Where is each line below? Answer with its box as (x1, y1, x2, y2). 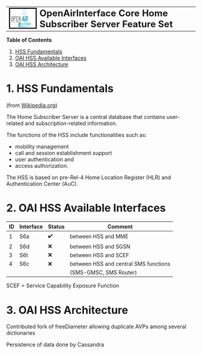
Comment (107, 223, 133, 230)
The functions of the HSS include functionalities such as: (6, 132, 147, 139)
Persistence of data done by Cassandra (6, 341, 104, 349)
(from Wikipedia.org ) (6, 102, 58, 109)
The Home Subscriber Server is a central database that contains (6, 114, 165, 121)
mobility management (14, 143, 69, 150)
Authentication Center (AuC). (6, 180, 78, 188)
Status (47, 223, 65, 230)
